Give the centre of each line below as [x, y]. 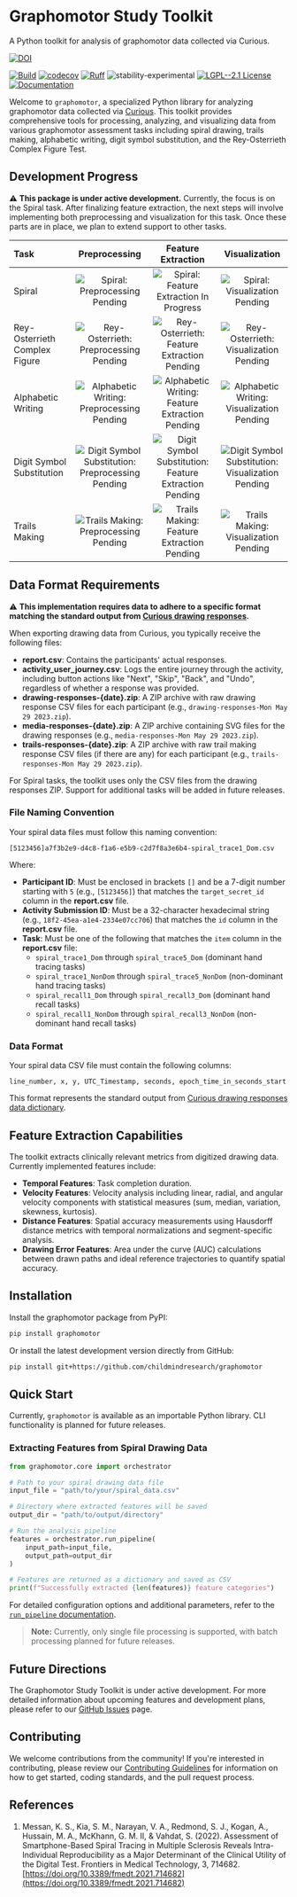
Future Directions [58, 1669]
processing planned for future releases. [103, 1641]
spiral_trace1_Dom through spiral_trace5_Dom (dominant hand [148, 957]
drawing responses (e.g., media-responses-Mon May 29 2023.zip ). [140, 735]
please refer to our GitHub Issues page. [81, 1709]
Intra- [263, 1845]
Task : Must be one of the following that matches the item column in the [152, 938]
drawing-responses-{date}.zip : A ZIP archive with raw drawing [139, 697]
